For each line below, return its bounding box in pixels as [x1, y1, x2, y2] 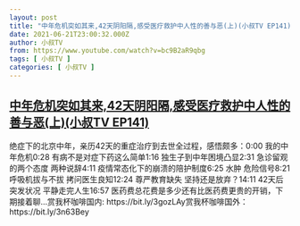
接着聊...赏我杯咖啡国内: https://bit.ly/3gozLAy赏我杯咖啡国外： [16, 196, 248, 206]
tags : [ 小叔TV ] [9, 54, 71, 63]
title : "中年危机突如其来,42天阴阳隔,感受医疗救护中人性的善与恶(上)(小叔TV [9, 21, 263, 30]
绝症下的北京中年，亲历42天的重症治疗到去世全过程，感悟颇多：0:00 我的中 [9, 140, 289, 151]
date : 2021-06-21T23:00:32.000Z [9, 29, 129, 38]
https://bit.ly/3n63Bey [9, 206, 89, 217]
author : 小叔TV [9, 38, 63, 47]
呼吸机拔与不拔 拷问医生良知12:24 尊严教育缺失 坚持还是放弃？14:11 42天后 [9, 173, 284, 184]
